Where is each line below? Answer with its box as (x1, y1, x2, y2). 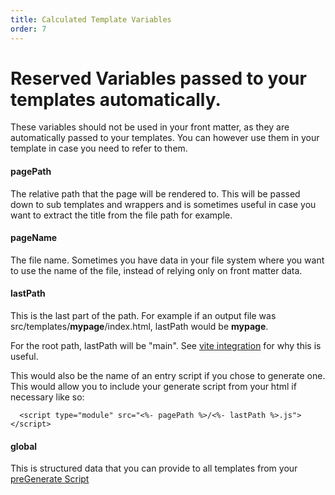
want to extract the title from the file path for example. (10, 209, 233, 221)
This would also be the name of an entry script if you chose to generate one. (10, 370, 326, 382)
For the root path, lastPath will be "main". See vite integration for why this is (10, 340, 322, 352)
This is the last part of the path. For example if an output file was (10, 310, 277, 322)
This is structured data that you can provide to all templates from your (10, 462, 298, 475)
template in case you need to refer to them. (10, 142, 188, 155)
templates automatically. (10, 88, 222, 111)
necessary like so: (10, 391, 85, 403)
